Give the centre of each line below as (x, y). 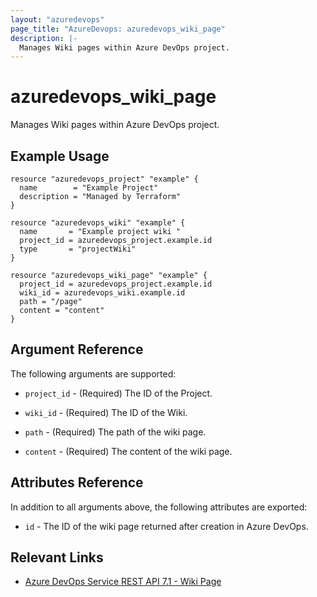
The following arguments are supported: (93, 373)
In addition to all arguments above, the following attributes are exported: (159, 507)
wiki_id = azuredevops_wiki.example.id (102, 293)
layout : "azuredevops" (57, 19)
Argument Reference (77, 349)
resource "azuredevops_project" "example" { (104, 179)
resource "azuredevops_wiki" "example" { (98, 223)
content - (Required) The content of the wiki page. (128, 451)
